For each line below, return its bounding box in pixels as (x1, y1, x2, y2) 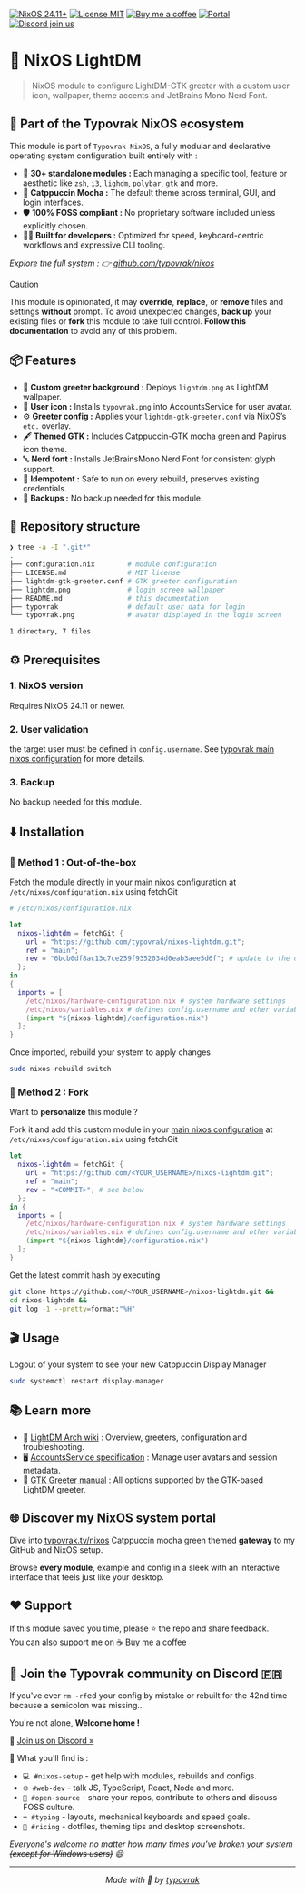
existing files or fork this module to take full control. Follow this (9, 315, 247, 327)
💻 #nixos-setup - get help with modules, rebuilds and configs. (22, 1770, 257, 1781)
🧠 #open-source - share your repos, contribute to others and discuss (22, 1792, 278, 1803)
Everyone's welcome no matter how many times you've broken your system (9, 1838, 293, 1849)
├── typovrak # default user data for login (9, 602, 246, 612)
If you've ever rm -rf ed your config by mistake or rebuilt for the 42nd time (9, 1690, 288, 1701)
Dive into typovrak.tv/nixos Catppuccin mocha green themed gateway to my (9, 1534, 295, 1545)
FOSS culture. (22, 1802, 75, 1813)
